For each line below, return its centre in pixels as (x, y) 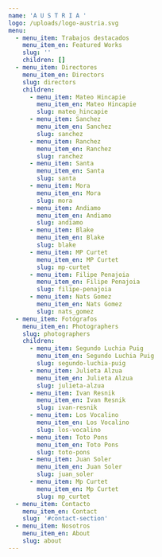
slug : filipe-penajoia (74, 290)
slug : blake (57, 245)
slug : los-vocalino (69, 430)
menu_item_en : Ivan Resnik (81, 400)
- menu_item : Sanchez (65, 119)
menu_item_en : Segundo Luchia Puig (96, 356)
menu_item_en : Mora (69, 193)
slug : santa (57, 179)
